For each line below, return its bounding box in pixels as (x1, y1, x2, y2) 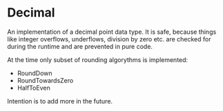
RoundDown (17, 69, 53, 77)
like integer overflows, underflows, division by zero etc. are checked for (7, 34, 211, 43)
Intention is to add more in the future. (7, 97, 113, 105)
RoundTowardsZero (17, 76, 74, 84)
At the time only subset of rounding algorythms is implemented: (7, 55, 188, 63)
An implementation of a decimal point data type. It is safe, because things (7, 28, 217, 36)
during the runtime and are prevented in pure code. (7, 42, 153, 50)
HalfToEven (17, 83, 50, 92)
